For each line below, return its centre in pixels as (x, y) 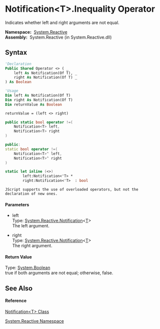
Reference (16, 301)
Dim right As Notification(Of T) (39, 100)
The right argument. (32, 246)
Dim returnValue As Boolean (34, 104)
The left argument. (31, 226)
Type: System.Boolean (28, 268)
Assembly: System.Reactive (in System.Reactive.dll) (59, 37)
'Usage (12, 91)
